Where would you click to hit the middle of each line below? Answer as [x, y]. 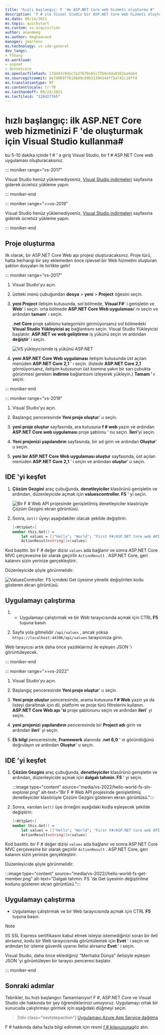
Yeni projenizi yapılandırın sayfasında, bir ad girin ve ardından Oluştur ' [84, 442]
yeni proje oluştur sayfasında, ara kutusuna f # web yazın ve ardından [83, 427]
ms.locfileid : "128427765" [33, 96]
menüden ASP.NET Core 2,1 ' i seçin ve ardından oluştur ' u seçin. [79, 462]
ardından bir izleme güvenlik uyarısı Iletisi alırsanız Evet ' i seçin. [70, 946]
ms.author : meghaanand [28, 37]
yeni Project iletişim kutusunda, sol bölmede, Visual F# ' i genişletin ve [83, 304]
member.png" [19, 879]
